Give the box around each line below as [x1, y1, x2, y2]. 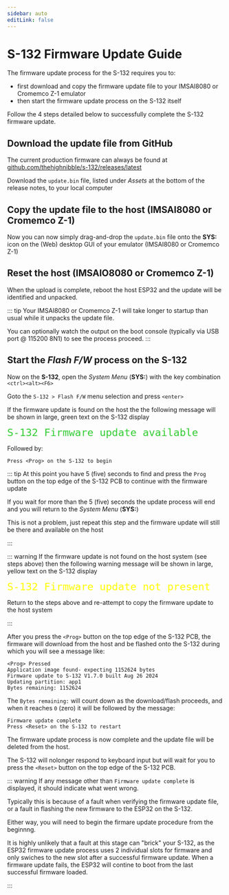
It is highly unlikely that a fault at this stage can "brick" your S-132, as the [7, 839, 215, 847]
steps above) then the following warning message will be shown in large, [7, 559, 213, 568]
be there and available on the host [7, 525, 104, 534]
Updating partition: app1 [7, 678, 81, 686]
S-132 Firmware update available [7, 426, 199, 439]
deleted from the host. [7, 742, 70, 751]
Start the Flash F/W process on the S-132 [7, 354, 188, 366]
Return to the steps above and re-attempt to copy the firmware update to [7, 598, 214, 606]
